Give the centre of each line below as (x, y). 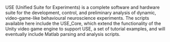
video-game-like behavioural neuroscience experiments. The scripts (77, 18)
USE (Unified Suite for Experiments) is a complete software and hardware (82, 7)
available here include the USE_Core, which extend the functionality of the (83, 23)
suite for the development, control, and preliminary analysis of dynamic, (81, 13)
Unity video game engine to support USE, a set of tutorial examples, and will (85, 29)
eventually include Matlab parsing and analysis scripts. (63, 34)
